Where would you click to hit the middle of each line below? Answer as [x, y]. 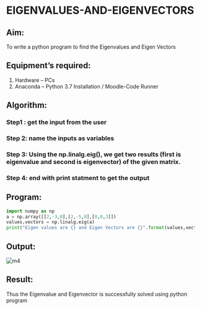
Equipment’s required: [48, 66]
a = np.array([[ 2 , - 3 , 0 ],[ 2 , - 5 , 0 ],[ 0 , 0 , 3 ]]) [61, 217]
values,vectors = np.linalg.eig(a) [51, 222]
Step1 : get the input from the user [57, 122]
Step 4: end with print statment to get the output [78, 178]
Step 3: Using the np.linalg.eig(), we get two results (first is [94, 154]
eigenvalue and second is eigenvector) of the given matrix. [94, 162]
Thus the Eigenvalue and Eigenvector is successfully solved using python [97, 294]
